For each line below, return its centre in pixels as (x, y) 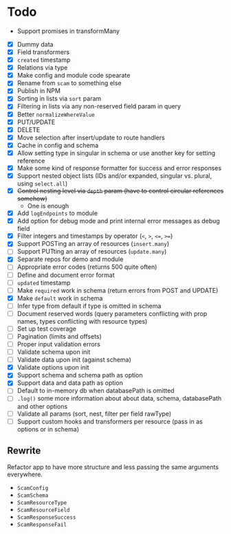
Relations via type (42, 68)
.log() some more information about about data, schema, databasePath (119, 399)
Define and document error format (66, 275)
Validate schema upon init (54, 352)
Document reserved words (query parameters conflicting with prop (112, 313)
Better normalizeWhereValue (56, 114)
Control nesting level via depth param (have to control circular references (120, 191)
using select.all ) (42, 183)
